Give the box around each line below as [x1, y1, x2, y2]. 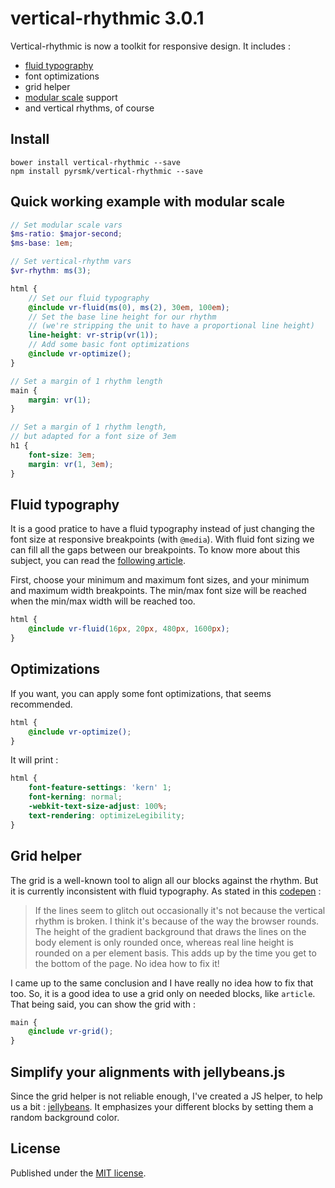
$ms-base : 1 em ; [10, 238, 74, 249]
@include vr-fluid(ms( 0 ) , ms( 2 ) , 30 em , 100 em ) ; [28, 302, 231, 312]
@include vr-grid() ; [28, 1027, 114, 1037]
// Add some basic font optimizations [28, 340, 190, 350]
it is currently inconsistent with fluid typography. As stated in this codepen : [10, 885, 322, 897]
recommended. [10, 698, 73, 710]
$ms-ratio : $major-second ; [10, 229, 123, 239]
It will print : [10, 754, 59, 766]
